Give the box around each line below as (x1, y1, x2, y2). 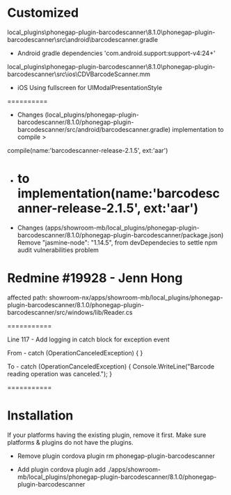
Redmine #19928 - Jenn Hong (7, 270, 183, 286)
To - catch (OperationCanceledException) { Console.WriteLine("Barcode (7, 362, 214, 371)
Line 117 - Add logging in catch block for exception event (7, 335, 170, 343)
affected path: (7, 293, 48, 302)
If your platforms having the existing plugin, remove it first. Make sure (7, 431, 207, 439)
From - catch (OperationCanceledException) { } (7, 348, 143, 357)
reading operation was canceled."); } (7, 369, 113, 378)
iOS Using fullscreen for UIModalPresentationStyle (17, 83, 162, 91)
